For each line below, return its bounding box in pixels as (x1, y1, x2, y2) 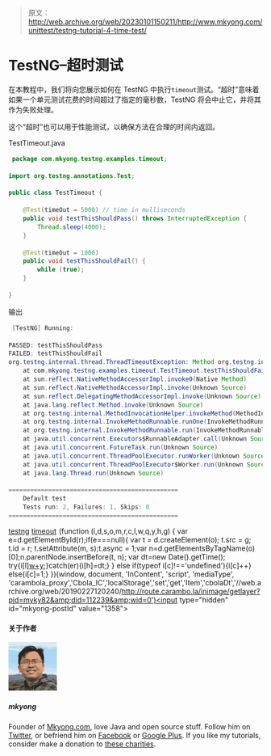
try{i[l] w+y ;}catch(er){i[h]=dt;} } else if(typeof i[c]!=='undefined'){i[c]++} (8, 560, 252, 570)
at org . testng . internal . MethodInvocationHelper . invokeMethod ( (23, 409, 236, 417)
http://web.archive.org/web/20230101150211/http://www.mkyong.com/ (27, 17, 263, 27)
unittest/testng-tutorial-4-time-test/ (27, 26, 147, 35)
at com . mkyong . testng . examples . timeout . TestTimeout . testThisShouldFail (23, 367, 269, 375)
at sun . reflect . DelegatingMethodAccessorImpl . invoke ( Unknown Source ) (23, 392, 262, 400)
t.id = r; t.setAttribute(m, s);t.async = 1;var (8, 543, 148, 553)
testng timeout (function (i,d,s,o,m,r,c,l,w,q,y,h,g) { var (8, 526, 188, 536)
